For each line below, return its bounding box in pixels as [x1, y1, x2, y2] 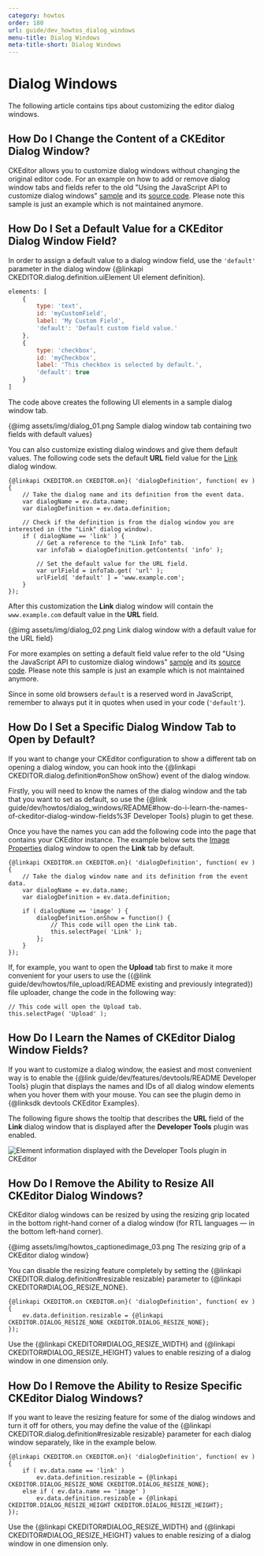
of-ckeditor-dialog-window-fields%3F [8, 811, 132, 820]
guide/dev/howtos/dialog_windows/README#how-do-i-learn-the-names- [8, 803, 248, 812]
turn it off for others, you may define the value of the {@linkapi [8, 1421, 211, 1430]
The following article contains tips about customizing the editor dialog [8, 101, 235, 111]
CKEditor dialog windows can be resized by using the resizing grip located [8, 1210, 250, 1219]
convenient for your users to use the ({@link [8, 970, 151, 980]
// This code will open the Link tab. [50, 921, 178, 929]
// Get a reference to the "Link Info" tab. [36, 539, 185, 547]
